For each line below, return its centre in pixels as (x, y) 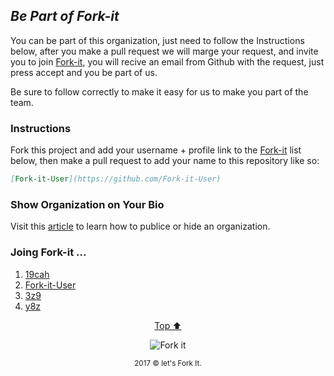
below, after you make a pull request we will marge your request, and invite (164, 51)
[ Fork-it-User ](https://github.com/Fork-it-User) (116, 179)
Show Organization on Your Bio (87, 204)
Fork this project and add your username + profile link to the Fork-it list (156, 150)
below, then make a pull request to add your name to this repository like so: (165, 161)
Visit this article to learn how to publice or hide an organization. (140, 226)
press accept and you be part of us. (84, 72)
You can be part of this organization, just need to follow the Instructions (157, 40)
